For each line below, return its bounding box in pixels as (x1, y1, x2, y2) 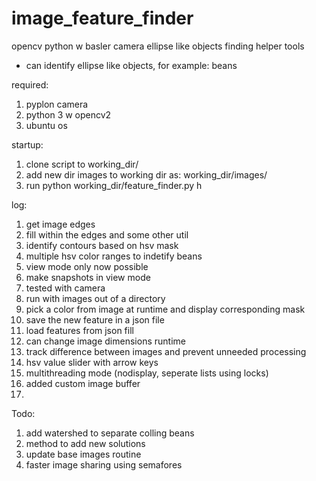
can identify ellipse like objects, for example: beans (25, 59, 238, 71)
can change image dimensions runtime (25, 335, 186, 347)
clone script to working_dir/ (25, 158, 139, 170)
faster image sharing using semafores (25, 458, 183, 471)
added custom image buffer (25, 377, 141, 389)
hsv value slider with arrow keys (25, 356, 159, 368)
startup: (11, 138, 44, 151)
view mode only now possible (25, 260, 149, 272)
